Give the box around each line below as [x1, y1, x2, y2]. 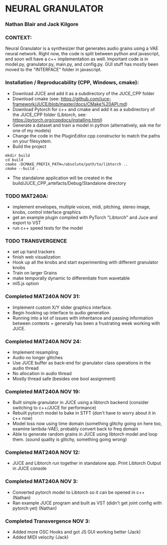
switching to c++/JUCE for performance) [12, 405, 97, 411]
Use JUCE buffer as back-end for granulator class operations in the [12, 360, 151, 366]
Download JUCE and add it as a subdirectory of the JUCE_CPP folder [12, 90, 155, 96]
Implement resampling [12, 349, 59, 355]
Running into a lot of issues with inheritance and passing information [12, 315, 154, 321]
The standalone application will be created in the [12, 175, 113, 181]
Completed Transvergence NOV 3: [5, 518, 91, 525]
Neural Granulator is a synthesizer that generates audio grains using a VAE [5, 45, 159, 51]
